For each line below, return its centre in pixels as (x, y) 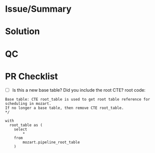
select (21, 129)
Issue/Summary (39, 9)
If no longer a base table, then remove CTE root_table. (65, 108)
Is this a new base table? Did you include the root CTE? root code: (79, 90)
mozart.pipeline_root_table (51, 142)
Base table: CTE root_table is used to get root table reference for (78, 99)
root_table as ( (26, 125)
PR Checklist (31, 76)
